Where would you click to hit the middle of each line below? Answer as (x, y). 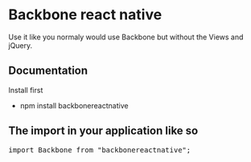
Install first (26, 90)
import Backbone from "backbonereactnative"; (100, 150)
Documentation (48, 71)
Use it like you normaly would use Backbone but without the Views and (126, 37)
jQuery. (21, 45)
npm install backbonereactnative (74, 105)
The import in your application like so (103, 131)
